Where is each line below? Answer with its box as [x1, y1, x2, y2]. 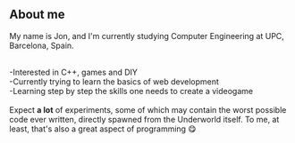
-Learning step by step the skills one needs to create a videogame [9, 85, 253, 96]
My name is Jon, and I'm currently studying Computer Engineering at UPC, [9, 30, 284, 41]
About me [9, 7, 65, 22]
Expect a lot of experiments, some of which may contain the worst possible [9, 104, 287, 115]
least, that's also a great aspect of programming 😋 [9, 123, 197, 134]
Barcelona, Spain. [9, 40, 74, 51]
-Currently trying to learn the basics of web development [9, 75, 219, 87]
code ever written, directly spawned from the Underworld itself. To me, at [9, 114, 280, 124]
